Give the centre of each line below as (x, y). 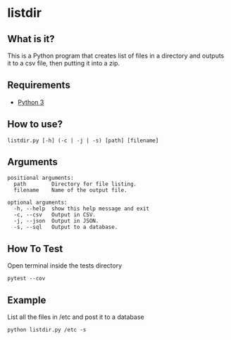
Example (27, 300)
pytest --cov (26, 279)
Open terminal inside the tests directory (65, 266)
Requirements (39, 85)
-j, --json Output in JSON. (56, 221)
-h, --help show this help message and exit (82, 209)
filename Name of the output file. (71, 190)
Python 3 (31, 102)
